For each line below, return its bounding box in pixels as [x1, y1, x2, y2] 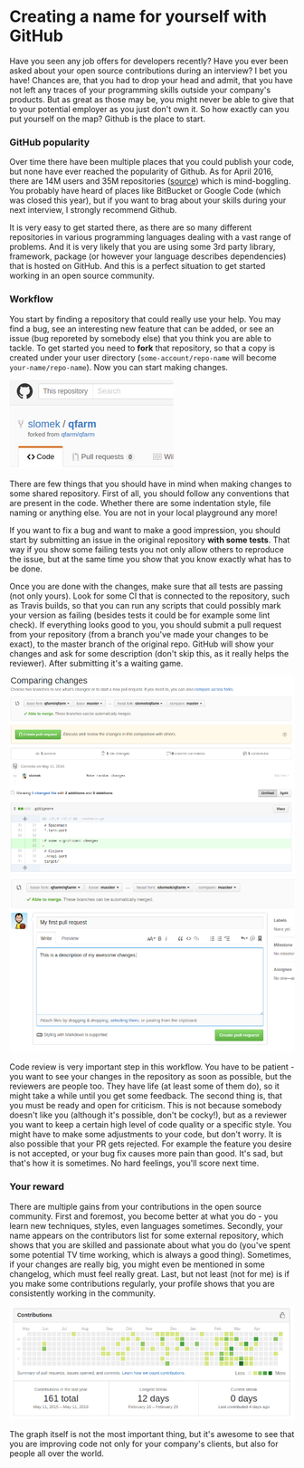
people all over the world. [9, 1448, 104, 1459]
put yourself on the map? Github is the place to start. [9, 113, 206, 124]
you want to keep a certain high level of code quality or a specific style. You [9, 1119, 292, 1130]
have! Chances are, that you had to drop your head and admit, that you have [9, 74, 294, 85]
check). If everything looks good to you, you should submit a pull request [9, 619, 282, 630]
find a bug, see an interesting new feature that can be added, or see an [9, 323, 274, 334]
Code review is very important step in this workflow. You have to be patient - [9, 1061, 295, 1072]
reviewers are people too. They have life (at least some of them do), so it [9, 1080, 280, 1092]
